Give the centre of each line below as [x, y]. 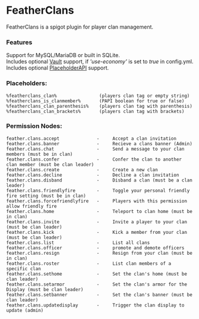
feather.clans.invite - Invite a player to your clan [97, 222]
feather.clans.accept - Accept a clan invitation [91, 138]
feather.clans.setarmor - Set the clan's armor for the [97, 284]
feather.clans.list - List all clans [78, 243]
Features [19, 42]
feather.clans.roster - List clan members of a [89, 263]
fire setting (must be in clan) [46, 196]
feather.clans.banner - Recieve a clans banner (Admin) [99, 143]
